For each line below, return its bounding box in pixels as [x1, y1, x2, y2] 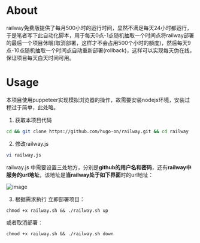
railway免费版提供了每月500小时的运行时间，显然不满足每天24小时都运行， [6, 24, 193, 31]
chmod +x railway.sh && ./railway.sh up [6, 208, 109, 214]
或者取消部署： [6, 218, 43, 226]
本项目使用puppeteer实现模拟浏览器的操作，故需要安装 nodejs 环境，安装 [6, 96, 185, 103]
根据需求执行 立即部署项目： [14, 196, 85, 203]
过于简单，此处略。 [11, 103, 59, 111]
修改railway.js [14, 140, 49, 147]
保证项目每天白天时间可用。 [6, 54, 75, 61]
